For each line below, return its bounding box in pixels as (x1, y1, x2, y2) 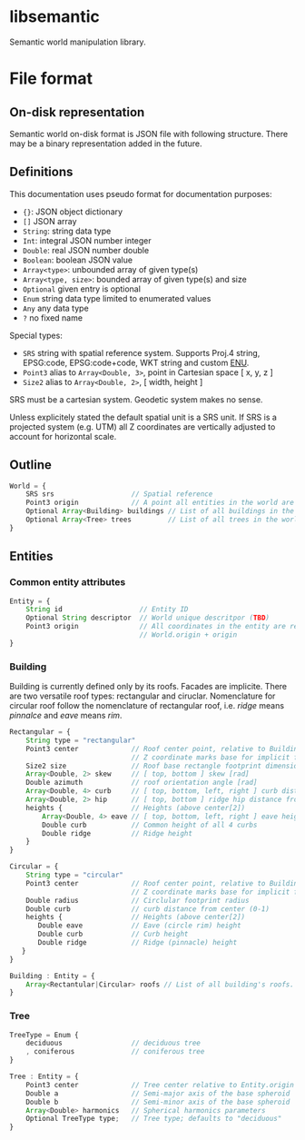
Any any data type (22, 302, 89, 313)
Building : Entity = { (9, 971, 95, 980)
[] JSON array (22, 215, 77, 226)
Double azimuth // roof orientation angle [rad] (25, 778, 258, 788)
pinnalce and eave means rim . (9, 710, 123, 721)
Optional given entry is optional (22, 283, 141, 294)
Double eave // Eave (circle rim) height (37, 921, 242, 930)
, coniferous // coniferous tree (25, 1047, 205, 1056)
